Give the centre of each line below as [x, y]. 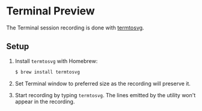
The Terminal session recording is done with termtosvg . [75, 28]
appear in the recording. [45, 101]
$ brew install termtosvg [47, 72]
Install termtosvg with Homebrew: [56, 61]
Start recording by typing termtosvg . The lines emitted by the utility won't [105, 95]
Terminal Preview [50, 11]
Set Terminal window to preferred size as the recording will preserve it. [103, 83]
